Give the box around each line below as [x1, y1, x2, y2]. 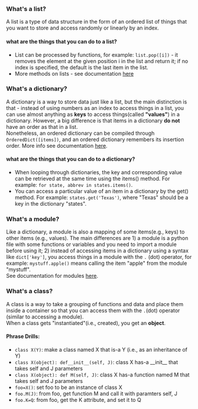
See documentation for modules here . [6, 272, 99, 280]
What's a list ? [6, 5, 46, 13]
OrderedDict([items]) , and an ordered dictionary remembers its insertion [6, 135, 184, 143]
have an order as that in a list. [6, 123, 78, 130]
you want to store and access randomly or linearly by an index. [6, 24, 160, 31]
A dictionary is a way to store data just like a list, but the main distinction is [6, 98, 187, 105]
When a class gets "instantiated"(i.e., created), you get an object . [6, 319, 166, 326]
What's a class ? [6, 287, 53, 296]
